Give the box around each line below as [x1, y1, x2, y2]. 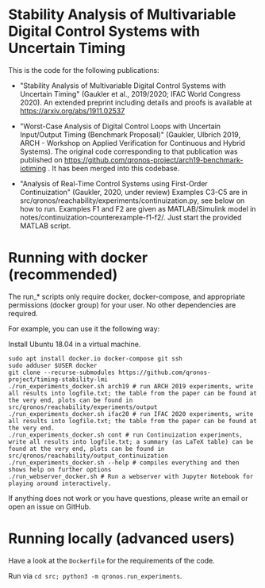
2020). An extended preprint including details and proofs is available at [19, 97, 252, 107]
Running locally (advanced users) [8, 529, 236, 548]
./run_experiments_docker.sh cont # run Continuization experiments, [8, 430, 244, 439]
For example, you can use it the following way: [8, 323, 160, 334]
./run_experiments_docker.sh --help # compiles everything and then [8, 458, 240, 467]
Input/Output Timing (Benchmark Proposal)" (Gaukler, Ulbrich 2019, [19, 129, 240, 139]
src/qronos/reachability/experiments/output [8, 403, 158, 411]
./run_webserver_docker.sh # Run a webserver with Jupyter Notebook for [8, 472, 254, 480]
